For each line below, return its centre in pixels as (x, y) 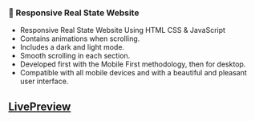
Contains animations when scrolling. (80, 38)
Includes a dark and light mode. (72, 47)
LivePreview (40, 106)
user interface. (44, 81)
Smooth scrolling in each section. (75, 56)
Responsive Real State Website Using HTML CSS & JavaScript (123, 30)
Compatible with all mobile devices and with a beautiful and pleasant (133, 73)
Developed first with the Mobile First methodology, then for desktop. (133, 64)
